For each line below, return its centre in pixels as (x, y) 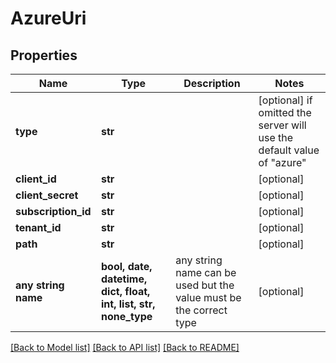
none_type (127, 316)
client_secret (47, 195)
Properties (44, 55)
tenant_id (38, 227)
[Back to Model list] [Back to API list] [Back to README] (125, 347)
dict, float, (126, 291)
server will (282, 125)
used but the (205, 285)
